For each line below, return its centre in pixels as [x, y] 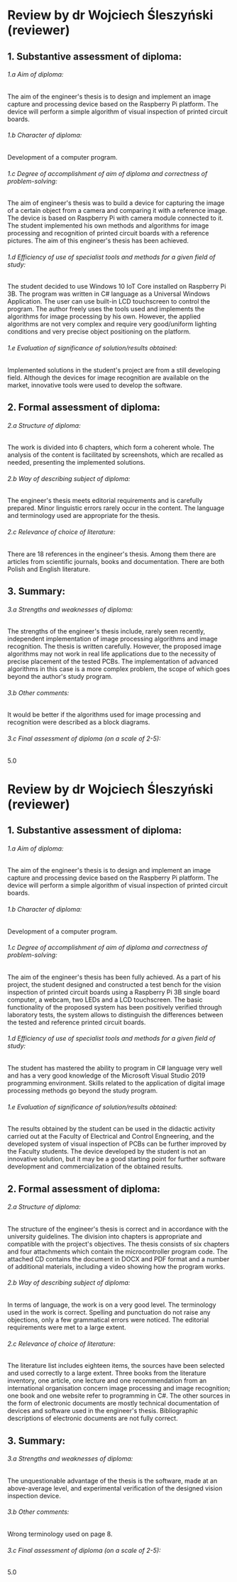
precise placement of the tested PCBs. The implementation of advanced [113, 662]
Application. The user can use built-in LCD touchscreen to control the [109, 302]
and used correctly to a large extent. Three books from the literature [107, 1373]
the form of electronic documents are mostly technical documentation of [114, 1403]
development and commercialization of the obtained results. [95, 1166]
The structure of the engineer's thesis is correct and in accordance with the [118, 1229]
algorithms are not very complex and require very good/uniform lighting [112, 324]
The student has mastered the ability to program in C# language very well [115, 1068]
